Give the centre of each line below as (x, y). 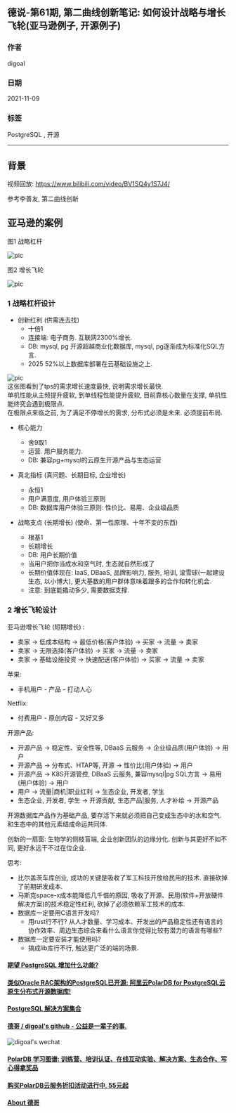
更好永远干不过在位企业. (52, 847)
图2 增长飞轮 (26, 270)
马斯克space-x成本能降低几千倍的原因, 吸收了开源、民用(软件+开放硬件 (120, 895)
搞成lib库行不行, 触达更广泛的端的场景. (83, 948)
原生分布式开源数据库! (39, 991)
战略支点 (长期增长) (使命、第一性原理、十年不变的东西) (98, 523)
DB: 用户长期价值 (52, 555)
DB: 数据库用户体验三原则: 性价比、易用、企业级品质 (103, 507)
